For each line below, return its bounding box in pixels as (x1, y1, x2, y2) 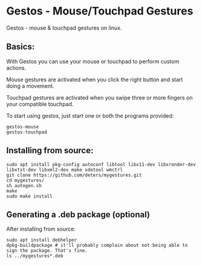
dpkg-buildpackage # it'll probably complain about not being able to (6, 243, 188, 249)
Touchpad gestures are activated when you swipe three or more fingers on (6, 94, 193, 101)
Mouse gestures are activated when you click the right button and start (6, 75, 183, 83)
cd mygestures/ (6, 177, 45, 184)
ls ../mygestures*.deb (6, 253, 64, 259)
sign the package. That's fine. (6, 247, 88, 254)
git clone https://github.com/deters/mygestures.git (6, 172, 142, 178)
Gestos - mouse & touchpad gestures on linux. (6, 24, 122, 31)
